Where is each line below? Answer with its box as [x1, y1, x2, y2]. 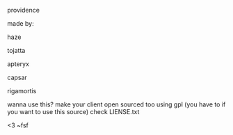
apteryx [7, 60, 30, 68]
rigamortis [7, 87, 37, 95]
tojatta [7, 47, 26, 54]
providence [7, 6, 40, 14]
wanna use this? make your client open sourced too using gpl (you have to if [7, 100, 226, 109]
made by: [7, 19, 34, 27]
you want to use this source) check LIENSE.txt [7, 108, 140, 116]
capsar [7, 73, 28, 81]
